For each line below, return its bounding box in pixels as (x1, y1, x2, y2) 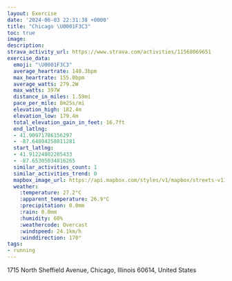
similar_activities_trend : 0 (13, 170, 97, 177)
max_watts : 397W (13, 87, 60, 94)
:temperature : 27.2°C (19, 189, 81, 196)
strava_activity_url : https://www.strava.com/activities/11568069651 (7, 49, 212, 56)
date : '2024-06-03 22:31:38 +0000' (7, 17, 110, 23)
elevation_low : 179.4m (13, 112, 79, 119)
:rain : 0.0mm (19, 209, 57, 216)
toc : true (7, 29, 36, 37)
